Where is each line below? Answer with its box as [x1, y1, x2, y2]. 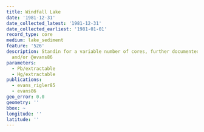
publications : [6, 77, 42, 83]
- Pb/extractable [12, 65, 56, 72]
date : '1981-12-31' [6, 15, 56, 21]
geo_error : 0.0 [6, 94, 45, 100]
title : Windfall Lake [6, 9, 61, 15]
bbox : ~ [6, 105, 26, 111]
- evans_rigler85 [12, 83, 56, 89]
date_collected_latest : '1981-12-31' [6, 20, 102, 26]
